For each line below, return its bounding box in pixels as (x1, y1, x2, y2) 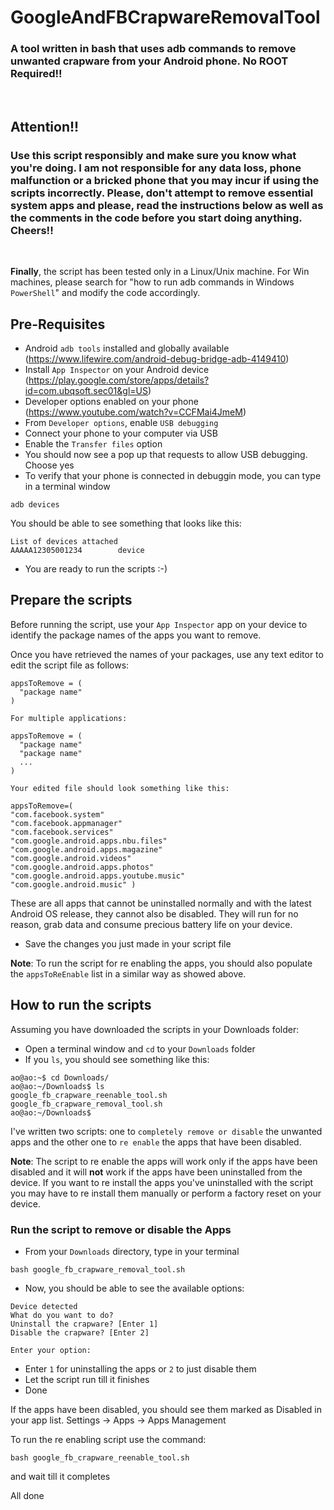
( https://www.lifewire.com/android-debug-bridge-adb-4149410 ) (24, 352, 290, 365)
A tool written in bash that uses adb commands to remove (10, 42, 297, 56)
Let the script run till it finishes (24, 1373, 150, 1385)
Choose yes (24, 459, 75, 471)
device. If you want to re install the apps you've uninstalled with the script (10, 1176, 314, 1188)
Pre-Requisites (10, 316, 106, 333)
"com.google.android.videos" (10, 853, 132, 863)
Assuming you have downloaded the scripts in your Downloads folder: (10, 1023, 300, 1035)
